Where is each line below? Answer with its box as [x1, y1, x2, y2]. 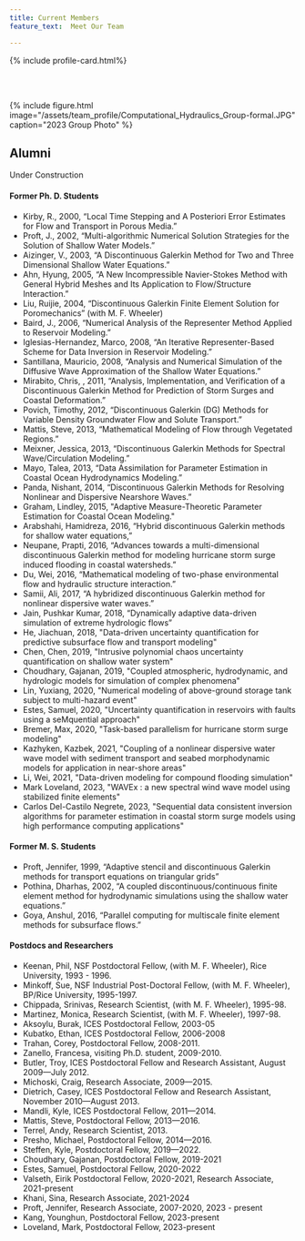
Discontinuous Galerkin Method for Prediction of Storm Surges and [22, 384, 275, 396]
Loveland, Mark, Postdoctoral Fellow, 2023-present [22, 1221, 216, 1232]
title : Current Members [9, 13, 100, 23]
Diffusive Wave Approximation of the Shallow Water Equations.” [22, 365, 261, 376]
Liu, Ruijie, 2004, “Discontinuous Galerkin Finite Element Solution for [22, 298, 280, 309]
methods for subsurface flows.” [22, 919, 142, 930]
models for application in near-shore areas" [22, 762, 187, 773]
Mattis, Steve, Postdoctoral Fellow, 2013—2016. [22, 1114, 200, 1125]
